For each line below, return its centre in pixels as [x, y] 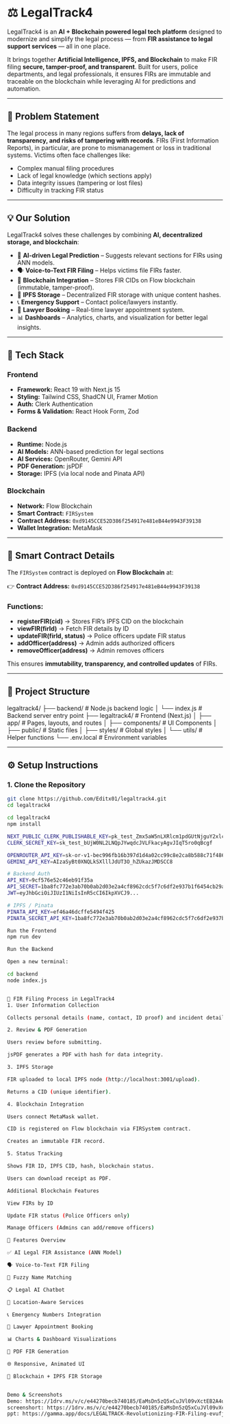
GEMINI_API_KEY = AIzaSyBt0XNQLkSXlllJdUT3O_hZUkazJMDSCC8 [90, 862]
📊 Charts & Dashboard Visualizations [62, 1339]
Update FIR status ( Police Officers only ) [68, 1216]
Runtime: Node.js [42, 444]
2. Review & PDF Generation [47, 1030]
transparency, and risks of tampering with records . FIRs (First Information [113, 140]
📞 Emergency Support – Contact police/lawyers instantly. [97, 302]
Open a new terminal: [38, 962]
